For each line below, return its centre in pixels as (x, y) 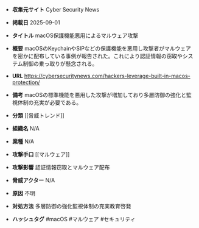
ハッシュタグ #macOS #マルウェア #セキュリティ (74, 219)
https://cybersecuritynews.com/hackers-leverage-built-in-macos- (107, 76)
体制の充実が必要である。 (50, 102)
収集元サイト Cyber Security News (56, 9)
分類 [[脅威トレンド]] (38, 116)
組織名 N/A (26, 128)
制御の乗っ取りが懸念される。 (60, 64)
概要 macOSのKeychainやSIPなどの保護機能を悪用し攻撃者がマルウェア (102, 48)
